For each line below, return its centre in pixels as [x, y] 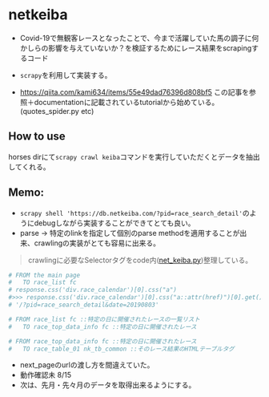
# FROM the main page [44, 275]
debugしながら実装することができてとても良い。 [114, 223]
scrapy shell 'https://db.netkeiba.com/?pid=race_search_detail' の [134, 213]
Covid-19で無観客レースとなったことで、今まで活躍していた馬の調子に [136, 38]
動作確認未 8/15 [46, 375]
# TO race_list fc [43, 282]
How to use [37, 137]
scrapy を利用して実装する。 [66, 75]
